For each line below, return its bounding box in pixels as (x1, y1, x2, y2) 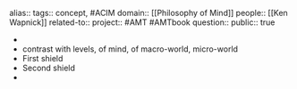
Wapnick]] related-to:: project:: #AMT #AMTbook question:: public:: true (9, 17, 276, 28)
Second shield (21, 62, 76, 73)
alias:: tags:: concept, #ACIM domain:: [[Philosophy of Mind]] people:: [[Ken (9, 8, 288, 18)
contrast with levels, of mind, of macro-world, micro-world (21, 44, 239, 54)
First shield (21, 53, 64, 63)
